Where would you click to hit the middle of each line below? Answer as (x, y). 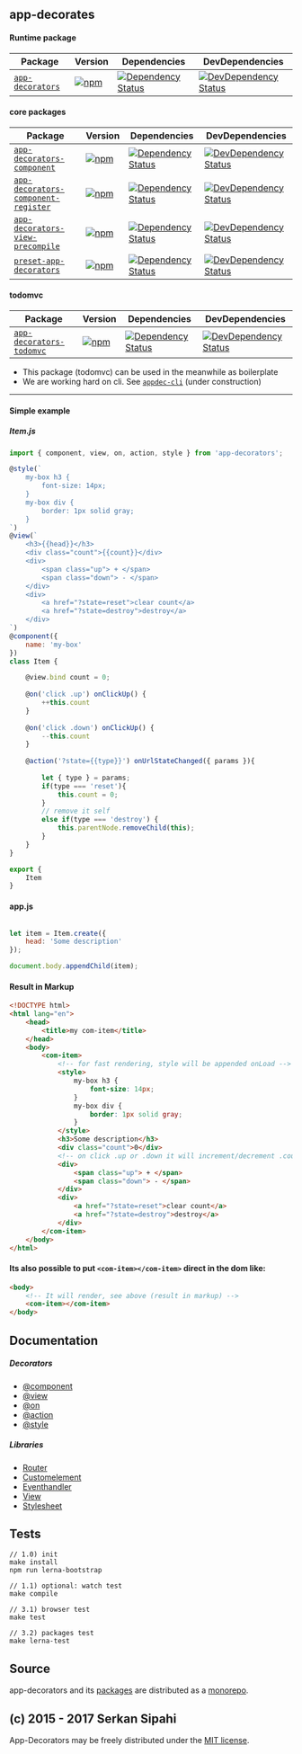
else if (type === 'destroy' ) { (100, 820)
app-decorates (52, 15)
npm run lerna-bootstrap (56, 1571)
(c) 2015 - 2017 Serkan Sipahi (93, 1718)
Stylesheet (42, 1506)
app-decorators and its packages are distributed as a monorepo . (129, 1690)
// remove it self (76, 811)
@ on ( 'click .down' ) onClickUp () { (90, 727)
